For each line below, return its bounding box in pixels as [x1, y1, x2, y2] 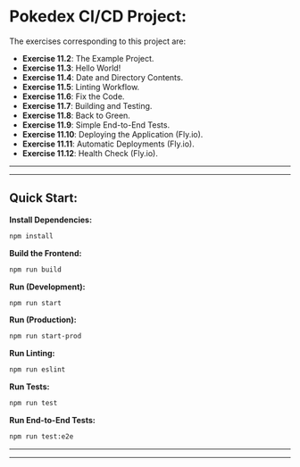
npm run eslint [9, 365, 66, 374]
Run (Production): [9, 314, 78, 325]
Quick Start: [9, 190, 78, 206]
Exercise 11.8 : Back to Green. [21, 110, 131, 121]
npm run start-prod [9, 332, 82, 341]
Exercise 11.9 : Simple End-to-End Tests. [21, 119, 171, 130]
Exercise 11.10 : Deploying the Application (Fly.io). [21, 129, 204, 139]
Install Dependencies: [9, 214, 92, 225]
